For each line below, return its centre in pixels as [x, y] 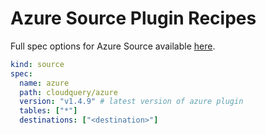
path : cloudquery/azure [68, 92]
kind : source [37, 64]
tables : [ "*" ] [48, 111]
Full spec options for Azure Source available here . [113, 46]
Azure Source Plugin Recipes [133, 18]
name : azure [44, 83]
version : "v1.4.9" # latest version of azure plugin [131, 102]
